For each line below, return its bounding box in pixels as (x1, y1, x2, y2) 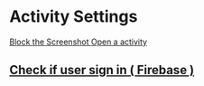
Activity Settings (9, 6, 138, 27)
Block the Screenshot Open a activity (9, 36, 147, 47)
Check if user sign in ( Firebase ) (9, 62, 195, 78)
